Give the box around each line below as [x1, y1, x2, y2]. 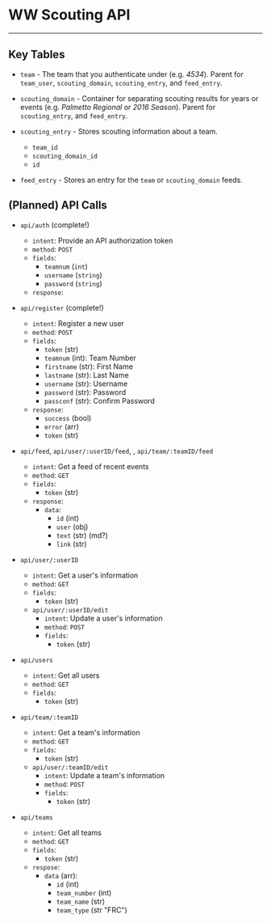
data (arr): [44, 870, 78, 880]
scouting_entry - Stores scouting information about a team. [19, 126, 218, 136]
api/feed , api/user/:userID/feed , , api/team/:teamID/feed [19, 446, 214, 455]
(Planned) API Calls [8, 198, 107, 212]
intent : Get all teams [31, 828, 102, 837]
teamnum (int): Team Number [44, 353, 137, 362]
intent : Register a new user [31, 318, 125, 328]
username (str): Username [44, 379, 128, 388]
